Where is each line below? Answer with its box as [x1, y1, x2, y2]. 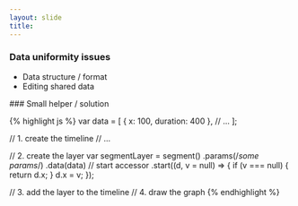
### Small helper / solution [9, 98, 110, 108]
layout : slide [9, 13, 63, 22]
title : [9, 21, 34, 30]
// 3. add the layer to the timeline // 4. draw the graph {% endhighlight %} [9, 186, 280, 197]
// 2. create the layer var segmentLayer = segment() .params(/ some [9, 150, 259, 161]
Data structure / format [22, 71, 108, 82]
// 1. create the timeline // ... [9, 133, 111, 143]
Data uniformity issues [9, 51, 110, 64]
